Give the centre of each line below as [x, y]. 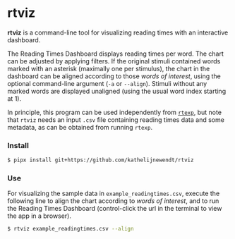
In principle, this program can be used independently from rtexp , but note [115, 112]
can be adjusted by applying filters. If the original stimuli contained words [114, 61]
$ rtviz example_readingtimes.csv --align [71, 229]
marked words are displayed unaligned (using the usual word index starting [117, 91]
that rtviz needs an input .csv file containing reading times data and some [116, 119]
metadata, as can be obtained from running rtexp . [80, 127]
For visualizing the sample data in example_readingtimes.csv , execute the [114, 194]
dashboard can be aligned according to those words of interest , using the [114, 76]
